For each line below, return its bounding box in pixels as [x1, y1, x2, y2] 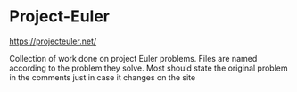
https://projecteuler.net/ [9, 36, 97, 46]
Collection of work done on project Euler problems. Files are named [9, 53, 258, 63]
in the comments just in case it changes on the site [9, 71, 196, 82]
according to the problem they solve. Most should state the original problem [9, 63, 288, 73]
